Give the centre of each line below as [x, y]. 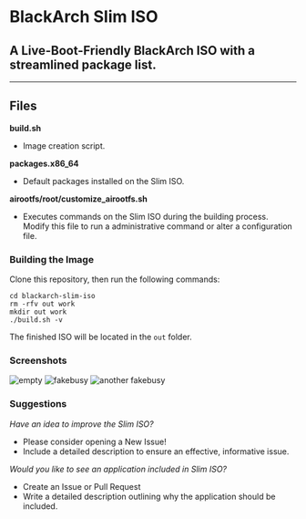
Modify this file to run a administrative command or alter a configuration [158, 226]
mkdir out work [38, 312]
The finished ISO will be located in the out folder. [101, 337]
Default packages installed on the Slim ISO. [103, 181]
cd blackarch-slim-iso [52, 296]
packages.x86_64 [44, 163]
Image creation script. [64, 145]
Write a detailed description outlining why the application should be [149, 496]
